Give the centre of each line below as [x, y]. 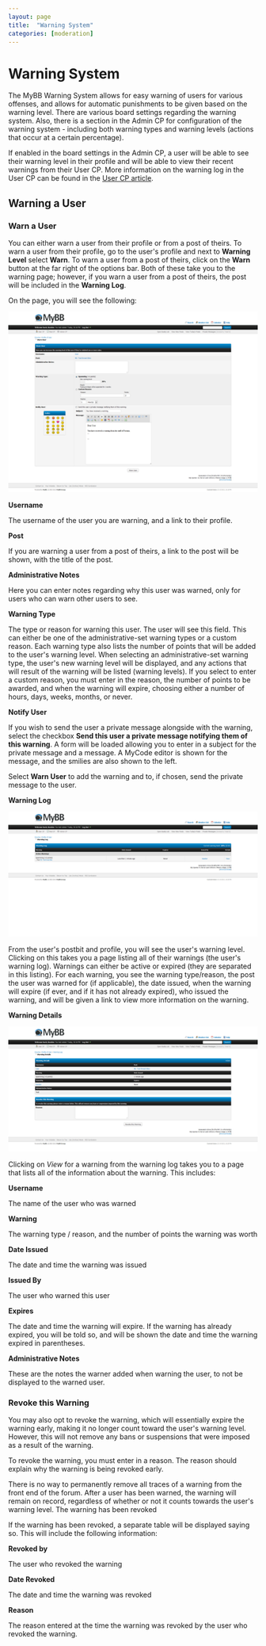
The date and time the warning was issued [78, 1265]
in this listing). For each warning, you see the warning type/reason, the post [131, 975]
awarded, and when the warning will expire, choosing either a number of [127, 689]
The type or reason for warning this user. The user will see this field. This [127, 629]
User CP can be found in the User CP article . [81, 178]
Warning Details [35, 1015]
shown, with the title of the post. [61, 559]
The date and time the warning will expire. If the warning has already [120, 1327]
